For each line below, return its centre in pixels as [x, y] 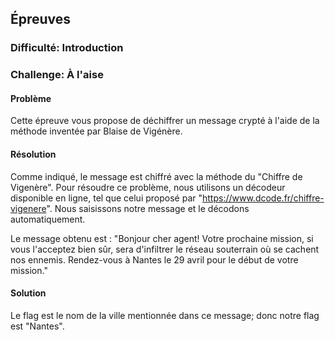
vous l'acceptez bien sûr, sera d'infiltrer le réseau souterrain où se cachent [165, 249]
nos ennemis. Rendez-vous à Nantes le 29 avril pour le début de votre [154, 259]
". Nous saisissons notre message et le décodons [148, 208]
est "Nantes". [37, 326]
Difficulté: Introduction [67, 48]
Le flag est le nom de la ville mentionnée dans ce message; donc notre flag [165, 315]
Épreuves [41, 19]
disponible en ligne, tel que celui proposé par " [106, 198]
